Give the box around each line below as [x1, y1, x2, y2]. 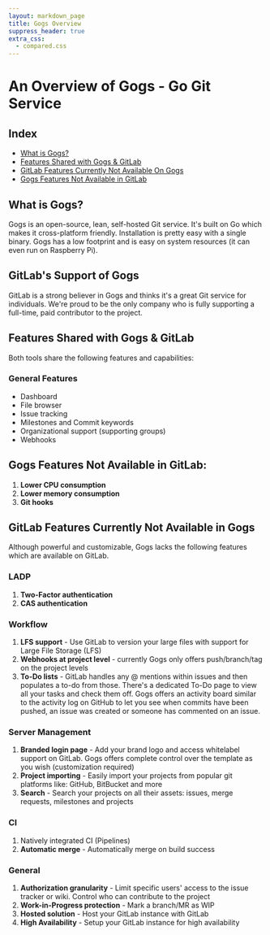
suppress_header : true [8, 27, 85, 35]
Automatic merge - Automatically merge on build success [19, 844, 215, 854]
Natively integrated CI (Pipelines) [19, 835, 131, 846]
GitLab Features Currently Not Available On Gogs [19, 166, 184, 176]
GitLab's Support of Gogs [8, 269, 139, 283]
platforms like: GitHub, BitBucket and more [19, 780, 163, 789]
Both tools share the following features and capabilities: [8, 353, 195, 363]
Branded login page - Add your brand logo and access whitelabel [19, 745, 241, 755]
